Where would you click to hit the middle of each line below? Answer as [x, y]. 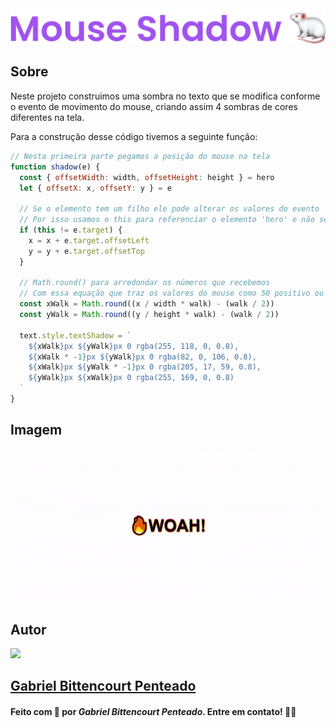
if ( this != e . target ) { [71, 230]
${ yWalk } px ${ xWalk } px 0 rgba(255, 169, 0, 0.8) [131, 378]
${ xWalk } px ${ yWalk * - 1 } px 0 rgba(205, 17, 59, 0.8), [145, 367]
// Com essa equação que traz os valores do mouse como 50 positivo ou [172, 293]
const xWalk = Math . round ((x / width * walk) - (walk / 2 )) [147, 304]
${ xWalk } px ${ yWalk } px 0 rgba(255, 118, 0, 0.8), [134, 346]
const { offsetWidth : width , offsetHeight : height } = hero [147, 177]
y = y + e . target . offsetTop [86, 251]
